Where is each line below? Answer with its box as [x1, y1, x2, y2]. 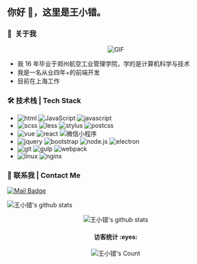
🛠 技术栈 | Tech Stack [7, 95, 81, 105]
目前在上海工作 [17, 77, 60, 85]
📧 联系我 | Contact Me [7, 170, 81, 180]
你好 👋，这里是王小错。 [7, 6, 106, 19]
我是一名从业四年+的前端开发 [17, 68, 101, 76]
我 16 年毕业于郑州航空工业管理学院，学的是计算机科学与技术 [17, 59, 191, 68]
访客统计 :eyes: [94, 232, 138, 241]
